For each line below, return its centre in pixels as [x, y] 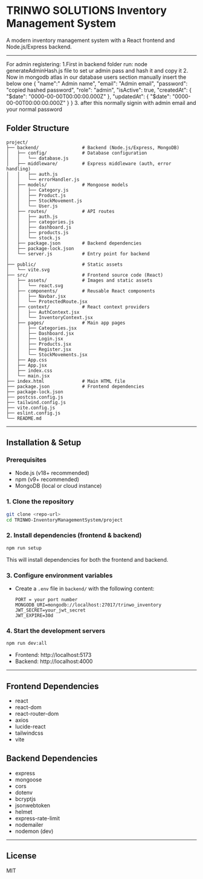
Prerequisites [26, 460]
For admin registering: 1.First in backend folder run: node [77, 64]
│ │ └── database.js [37, 158]
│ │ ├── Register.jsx [39, 349]
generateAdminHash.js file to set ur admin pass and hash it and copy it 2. [97, 70]
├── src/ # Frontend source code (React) [85, 275]
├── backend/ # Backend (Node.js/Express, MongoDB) [93, 147]
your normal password [34, 109]
